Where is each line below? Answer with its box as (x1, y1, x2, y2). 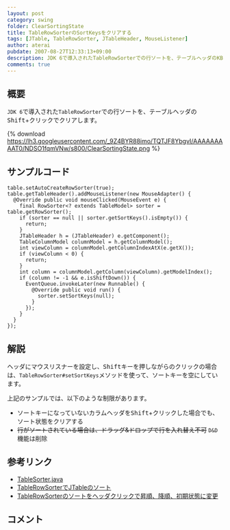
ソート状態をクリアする (16, 418, 84, 426)
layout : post (7, 10, 44, 17)
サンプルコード (7, 166, 70, 178)
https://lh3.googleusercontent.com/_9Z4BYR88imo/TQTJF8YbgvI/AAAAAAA (7, 137, 223, 145)
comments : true (7, 61, 51, 68)
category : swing (7, 16, 53, 23)
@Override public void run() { (31, 287, 121, 293)
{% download (7, 130, 46, 138)
